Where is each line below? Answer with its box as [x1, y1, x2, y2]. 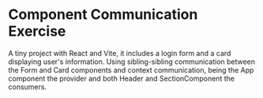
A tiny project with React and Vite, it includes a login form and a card [8, 48, 231, 58]
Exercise [8, 22, 66, 40]
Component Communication [8, 6, 198, 24]
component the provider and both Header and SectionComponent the [8, 73, 235, 83]
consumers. [8, 81, 47, 92]
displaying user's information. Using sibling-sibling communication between [8, 57, 255, 66]
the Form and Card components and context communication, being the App [8, 65, 254, 74]
